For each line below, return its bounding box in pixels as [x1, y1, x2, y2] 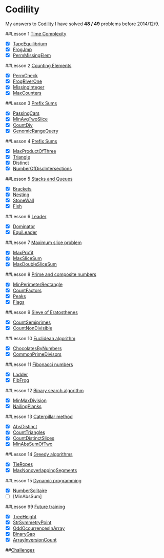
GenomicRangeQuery [12, 128, 59, 134]
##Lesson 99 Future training [5, 503, 66, 510]
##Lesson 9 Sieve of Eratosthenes [5, 309, 78, 315]
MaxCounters [12, 90, 42, 96]
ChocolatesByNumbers [12, 345, 62, 351]
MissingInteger [12, 84, 45, 91]
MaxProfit [12, 250, 34, 256]
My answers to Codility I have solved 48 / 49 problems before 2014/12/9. [5, 21, 160, 27]
